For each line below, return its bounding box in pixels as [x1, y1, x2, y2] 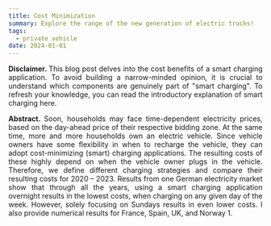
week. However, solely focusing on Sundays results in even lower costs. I [8, 199, 263, 210]
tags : [8, 27, 27, 35]
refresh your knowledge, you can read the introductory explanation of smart [8, 90, 263, 99]
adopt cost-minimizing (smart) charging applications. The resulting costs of [8, 149, 263, 158]
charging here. [8, 98, 57, 108]
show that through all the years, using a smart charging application [8, 182, 263, 192]
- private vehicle [15, 34, 78, 43]
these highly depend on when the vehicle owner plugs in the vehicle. [8, 157, 263, 166]
